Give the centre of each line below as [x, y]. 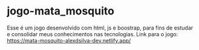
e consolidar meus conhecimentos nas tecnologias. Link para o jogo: [93, 34]
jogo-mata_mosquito [60, 11]
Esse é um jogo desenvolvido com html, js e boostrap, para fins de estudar [100, 28]
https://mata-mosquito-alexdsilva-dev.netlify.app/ [69, 40]
